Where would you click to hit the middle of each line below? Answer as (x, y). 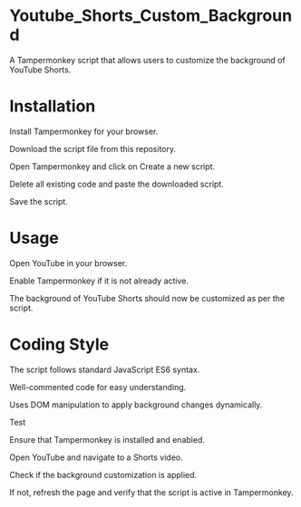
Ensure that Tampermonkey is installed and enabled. (107, 439)
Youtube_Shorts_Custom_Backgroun (151, 16)
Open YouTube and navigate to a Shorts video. (96, 457)
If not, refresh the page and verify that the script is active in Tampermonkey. (151, 492)
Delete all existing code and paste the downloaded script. (117, 184)
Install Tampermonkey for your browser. (84, 131)
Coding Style (59, 344)
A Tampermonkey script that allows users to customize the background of (147, 60)
